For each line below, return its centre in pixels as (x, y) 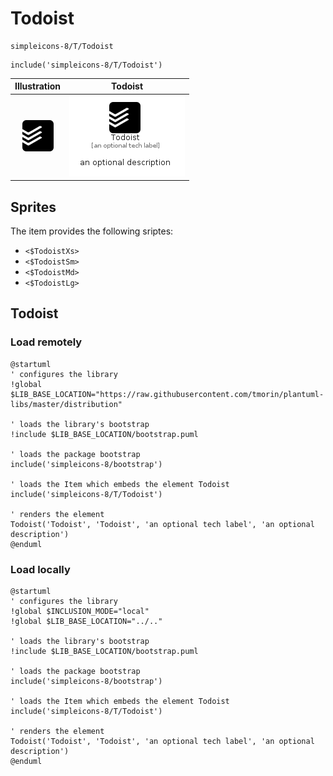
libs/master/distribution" (66, 404)
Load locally (40, 569)
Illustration (38, 86)
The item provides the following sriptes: (92, 231)
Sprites (33, 207)
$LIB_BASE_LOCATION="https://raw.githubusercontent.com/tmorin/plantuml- (167, 394)
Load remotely (46, 342)
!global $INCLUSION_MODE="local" (80, 611)
